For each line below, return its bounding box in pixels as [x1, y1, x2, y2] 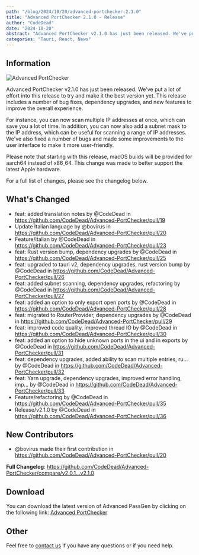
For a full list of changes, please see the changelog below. [6, 177, 148, 184]
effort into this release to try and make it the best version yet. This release [6, 92, 187, 99]
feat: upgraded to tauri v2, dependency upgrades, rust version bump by [14, 261, 191, 268]
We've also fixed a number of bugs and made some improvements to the [6, 135, 184, 142]
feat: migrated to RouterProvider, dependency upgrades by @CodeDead [14, 311, 191, 318]
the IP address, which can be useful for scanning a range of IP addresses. [6, 128, 187, 136]
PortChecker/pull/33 [14, 387, 65, 394]
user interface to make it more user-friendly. [6, 141, 114, 149]
